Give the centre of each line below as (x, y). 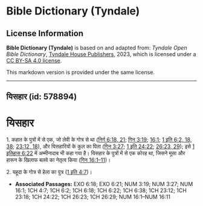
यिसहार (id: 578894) (42, 97)
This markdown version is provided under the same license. (81, 72)
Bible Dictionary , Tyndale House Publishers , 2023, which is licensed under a (101, 54)
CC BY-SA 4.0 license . (34, 61)
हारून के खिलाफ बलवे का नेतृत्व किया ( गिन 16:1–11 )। (59, 160)
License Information (45, 33)
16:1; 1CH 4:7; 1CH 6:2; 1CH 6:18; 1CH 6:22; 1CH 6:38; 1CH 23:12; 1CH (101, 190)
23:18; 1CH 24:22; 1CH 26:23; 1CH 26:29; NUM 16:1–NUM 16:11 (93, 197)
